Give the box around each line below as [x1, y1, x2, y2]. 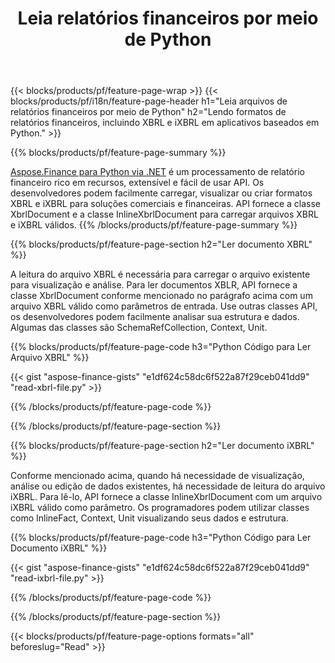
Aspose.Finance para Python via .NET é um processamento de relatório [10, 166, 305, 178]
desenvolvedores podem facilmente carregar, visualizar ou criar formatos [10, 187, 313, 199]
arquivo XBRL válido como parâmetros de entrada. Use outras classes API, [10, 300, 318, 312]
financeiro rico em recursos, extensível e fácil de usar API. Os [10, 177, 265, 189]
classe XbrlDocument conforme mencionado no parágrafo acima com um [10, 290, 313, 302]
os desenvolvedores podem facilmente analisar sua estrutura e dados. [10, 311, 300, 323]
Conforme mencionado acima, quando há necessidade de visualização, [10, 470, 305, 482]
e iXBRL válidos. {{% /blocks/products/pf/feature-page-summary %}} [10, 219, 298, 231]
